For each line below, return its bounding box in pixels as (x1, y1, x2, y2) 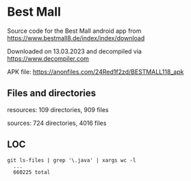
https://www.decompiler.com (7, 54, 89, 62)
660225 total (13, 169, 51, 176)
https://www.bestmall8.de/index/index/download (7, 33, 145, 42)
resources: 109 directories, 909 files (7, 105, 109, 113)
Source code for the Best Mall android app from (7, 27, 142, 35)
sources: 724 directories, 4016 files (7, 119, 107, 127)
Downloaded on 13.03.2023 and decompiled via (7, 47, 142, 55)
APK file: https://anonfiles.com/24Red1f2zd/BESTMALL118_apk (7, 68, 184, 76)
